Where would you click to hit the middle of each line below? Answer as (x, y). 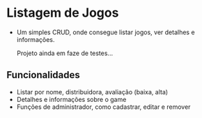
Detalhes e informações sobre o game (71, 99)
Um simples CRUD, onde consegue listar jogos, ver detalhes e (106, 32)
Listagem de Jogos (63, 13)
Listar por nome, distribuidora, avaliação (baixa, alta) (92, 91)
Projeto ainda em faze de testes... (64, 53)
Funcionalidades (44, 75)
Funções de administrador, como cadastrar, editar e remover (103, 107)
